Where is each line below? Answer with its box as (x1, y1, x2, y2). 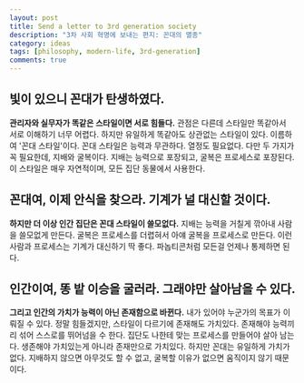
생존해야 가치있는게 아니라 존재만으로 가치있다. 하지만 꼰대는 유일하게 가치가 (21, 341, 290, 352)
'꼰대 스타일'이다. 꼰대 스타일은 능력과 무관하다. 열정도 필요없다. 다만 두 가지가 (18, 140, 295, 151)
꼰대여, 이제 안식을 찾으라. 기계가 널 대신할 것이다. (9, 192, 271, 207)
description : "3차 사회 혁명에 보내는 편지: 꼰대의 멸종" (9, 30, 202, 39)
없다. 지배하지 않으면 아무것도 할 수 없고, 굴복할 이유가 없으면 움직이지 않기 (9, 352, 273, 364)
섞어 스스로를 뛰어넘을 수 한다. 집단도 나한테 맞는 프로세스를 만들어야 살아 (18, 329, 279, 341)
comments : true (9, 55, 67, 65)
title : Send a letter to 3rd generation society (9, 22, 197, 31)
